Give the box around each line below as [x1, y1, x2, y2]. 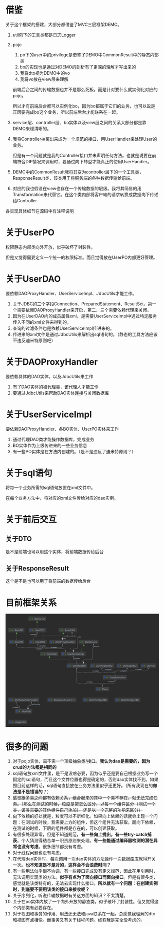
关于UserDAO [5, 274, 61, 285]
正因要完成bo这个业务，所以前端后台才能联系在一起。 [12, 109, 121, 115]
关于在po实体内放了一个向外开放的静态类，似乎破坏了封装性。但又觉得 [12, 899, 155, 905]
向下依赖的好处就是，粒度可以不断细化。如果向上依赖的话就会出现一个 [12, 813, 154, 819]
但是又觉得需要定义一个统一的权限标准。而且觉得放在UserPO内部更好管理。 [5, 254, 158, 260]
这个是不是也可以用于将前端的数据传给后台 [5, 578, 91, 584]
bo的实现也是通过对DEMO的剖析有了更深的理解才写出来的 [19, 64, 136, 70]
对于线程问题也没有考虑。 [12, 850, 64, 856]
